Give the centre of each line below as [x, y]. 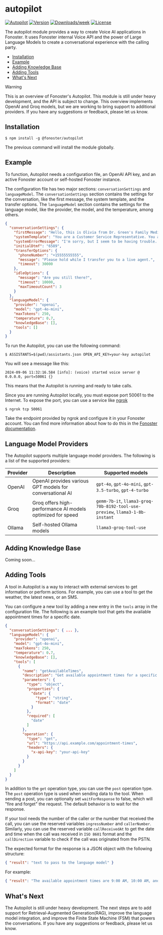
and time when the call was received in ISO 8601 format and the [69, 834]
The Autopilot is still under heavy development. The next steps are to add [78, 908]
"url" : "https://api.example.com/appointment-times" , [82, 743]
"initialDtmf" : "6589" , [38, 246]
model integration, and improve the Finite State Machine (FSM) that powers [80, 918]
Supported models [126, 473]
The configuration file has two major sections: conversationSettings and [78, 189]
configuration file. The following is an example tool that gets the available [78, 611]
